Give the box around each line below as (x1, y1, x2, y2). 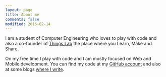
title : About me (5, 12, 39, 17)
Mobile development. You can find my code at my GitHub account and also (5, 61, 161, 67)
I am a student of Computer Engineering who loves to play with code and (5, 35, 157, 41)
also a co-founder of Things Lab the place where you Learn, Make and (5, 41, 152, 47)
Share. (5, 46, 19, 52)
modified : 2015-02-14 (5, 21, 51, 27)
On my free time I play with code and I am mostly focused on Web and (5, 56, 151, 62)
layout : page (5, 7, 33, 13)
